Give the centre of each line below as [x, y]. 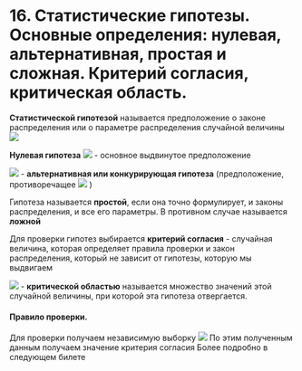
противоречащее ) [51, 184]
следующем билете [48, 357]
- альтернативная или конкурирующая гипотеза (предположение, [152, 174]
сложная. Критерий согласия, [129, 74]
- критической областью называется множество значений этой [146, 286]
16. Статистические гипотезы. [130, 16]
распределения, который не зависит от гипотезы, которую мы [131, 258]
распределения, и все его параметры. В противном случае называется [148, 211]
